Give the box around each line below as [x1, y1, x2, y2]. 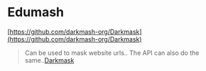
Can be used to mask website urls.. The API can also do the [24, 49, 200, 57]
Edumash [7, 4, 65, 20]
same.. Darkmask [24, 56, 75, 64]
